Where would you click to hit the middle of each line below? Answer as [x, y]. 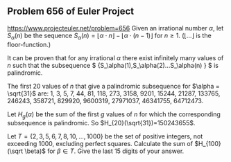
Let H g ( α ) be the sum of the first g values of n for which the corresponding [114, 115]
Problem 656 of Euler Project [70, 11]
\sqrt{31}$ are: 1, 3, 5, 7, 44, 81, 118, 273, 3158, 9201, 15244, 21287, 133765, [114, 93]
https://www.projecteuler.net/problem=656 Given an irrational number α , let [115, 28]
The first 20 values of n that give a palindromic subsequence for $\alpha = [113, 86]
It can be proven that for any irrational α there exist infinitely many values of [115, 57]
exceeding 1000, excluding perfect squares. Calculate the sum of [100, 144]
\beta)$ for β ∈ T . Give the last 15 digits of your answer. [104, 151]
